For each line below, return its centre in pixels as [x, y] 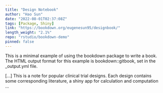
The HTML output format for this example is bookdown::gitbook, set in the [81, 61]
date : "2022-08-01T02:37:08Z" [36, 19]
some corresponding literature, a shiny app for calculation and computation [82, 81]
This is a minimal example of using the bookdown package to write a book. [81, 56]
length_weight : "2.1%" [28, 32]
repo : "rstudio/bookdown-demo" [37, 37]
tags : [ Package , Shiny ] [30, 23]
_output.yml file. [21, 66]
